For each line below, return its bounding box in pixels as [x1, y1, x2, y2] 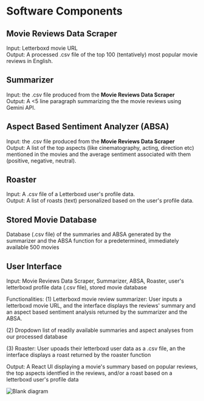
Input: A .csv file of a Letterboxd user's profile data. [6, 190, 135, 198]
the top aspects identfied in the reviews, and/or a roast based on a [6, 369, 172, 377]
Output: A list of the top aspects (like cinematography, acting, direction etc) [6, 144, 194, 151]
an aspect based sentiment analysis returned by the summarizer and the [6, 308, 188, 316]
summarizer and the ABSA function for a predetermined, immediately [6, 237, 179, 244]
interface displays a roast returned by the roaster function [6, 351, 151, 359]
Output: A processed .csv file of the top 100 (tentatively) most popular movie [6, 51, 198, 58]
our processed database [6, 333, 68, 340]
